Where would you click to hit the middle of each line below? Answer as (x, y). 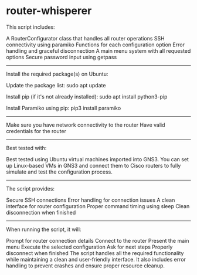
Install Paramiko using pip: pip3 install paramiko (64, 108)
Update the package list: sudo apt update (56, 85)
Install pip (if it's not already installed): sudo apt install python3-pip (87, 96)
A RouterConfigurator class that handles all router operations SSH (86, 38)
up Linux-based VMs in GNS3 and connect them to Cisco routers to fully (94, 165)
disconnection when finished (41, 212)
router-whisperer (49, 11)
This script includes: (30, 27)
